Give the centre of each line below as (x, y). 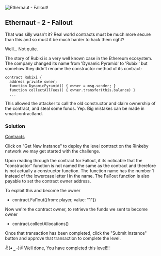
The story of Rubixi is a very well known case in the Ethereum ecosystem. (79, 58)
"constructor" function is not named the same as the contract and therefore (80, 166)
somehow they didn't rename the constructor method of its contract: (73, 68)
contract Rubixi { (24, 77)
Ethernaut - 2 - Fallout (39, 23)
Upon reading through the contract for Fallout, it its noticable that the (74, 161)
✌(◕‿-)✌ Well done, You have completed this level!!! (57, 248)
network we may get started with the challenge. (53, 151)
